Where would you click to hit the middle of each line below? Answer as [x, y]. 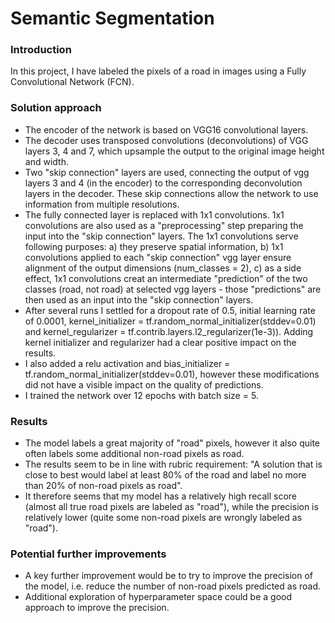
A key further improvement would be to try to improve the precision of [169, 576]
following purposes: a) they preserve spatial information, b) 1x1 [154, 246]
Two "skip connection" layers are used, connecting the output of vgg [167, 172]
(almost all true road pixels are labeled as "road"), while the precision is [171, 507]
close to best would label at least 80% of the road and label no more [165, 475]
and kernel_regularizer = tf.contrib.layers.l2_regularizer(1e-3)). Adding [169, 331]
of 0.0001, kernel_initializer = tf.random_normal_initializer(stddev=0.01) [170, 321]
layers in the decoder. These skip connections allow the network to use [171, 193]
